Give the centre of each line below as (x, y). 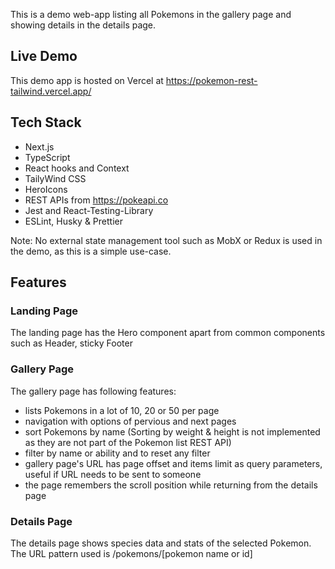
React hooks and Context (77, 168)
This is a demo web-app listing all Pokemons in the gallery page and (151, 14)
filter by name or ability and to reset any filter (117, 453)
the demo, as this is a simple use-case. (91, 251)
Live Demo (44, 56)
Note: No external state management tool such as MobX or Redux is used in (166, 240)
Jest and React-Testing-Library (89, 210)
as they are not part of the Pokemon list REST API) (128, 442)
